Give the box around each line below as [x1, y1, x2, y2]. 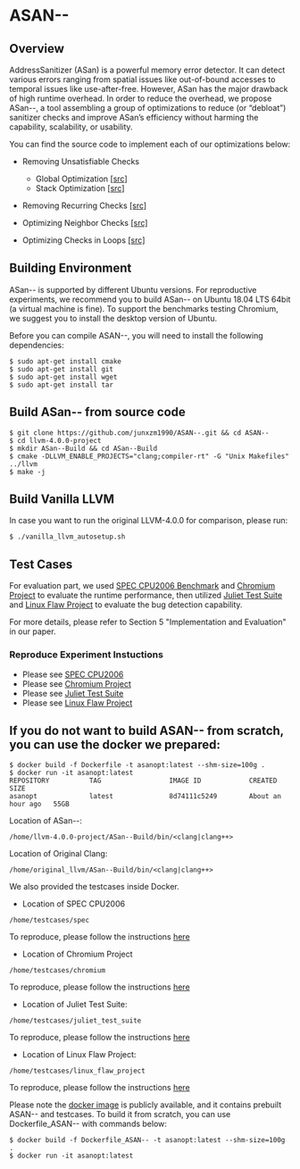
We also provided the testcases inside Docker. [9, 881, 180, 892]
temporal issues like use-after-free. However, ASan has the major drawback [9, 84, 288, 94]
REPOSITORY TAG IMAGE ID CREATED [9, 776, 278, 786]
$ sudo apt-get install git [9, 364, 114, 373]
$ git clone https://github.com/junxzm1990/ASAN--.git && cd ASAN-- [9, 428, 270, 438]
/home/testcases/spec [9, 916, 90, 925]
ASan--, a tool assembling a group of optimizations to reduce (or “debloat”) [9, 103, 287, 113]
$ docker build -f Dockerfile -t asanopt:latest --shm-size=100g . [9, 761, 266, 770]
